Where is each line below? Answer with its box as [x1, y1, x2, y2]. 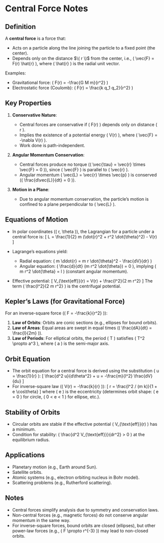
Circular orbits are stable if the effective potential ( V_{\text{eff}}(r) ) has [12, 421, 158, 427]
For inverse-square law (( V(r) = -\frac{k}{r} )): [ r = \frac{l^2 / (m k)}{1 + [12, 384, 158, 389]
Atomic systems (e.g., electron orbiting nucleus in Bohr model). [12, 474, 140, 480]
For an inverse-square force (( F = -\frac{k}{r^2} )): [5, 310, 108, 316]
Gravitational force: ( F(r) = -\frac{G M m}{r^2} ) [12, 79, 109, 85]
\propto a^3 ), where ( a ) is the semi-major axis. [12, 340, 109, 346]
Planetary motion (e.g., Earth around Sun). [12, 464, 97, 470]
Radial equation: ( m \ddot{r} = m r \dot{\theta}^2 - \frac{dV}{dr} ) [19, 258, 152, 264]
